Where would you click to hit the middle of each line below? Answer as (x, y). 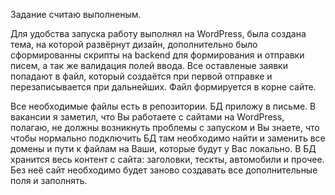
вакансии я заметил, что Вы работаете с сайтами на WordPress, (147, 117)
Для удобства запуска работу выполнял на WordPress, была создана (158, 33)
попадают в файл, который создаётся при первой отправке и (141, 76)
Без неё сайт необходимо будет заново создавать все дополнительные (164, 170)
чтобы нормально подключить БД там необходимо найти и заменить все (168, 138)
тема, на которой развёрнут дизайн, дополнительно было (134, 44)
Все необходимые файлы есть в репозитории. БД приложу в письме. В (163, 106)
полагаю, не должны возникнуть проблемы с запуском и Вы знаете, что (165, 127)
